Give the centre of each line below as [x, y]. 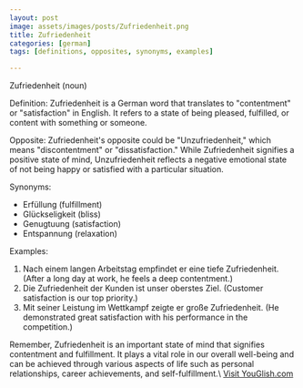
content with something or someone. [78, 123]
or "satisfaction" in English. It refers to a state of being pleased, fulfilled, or [149, 113]
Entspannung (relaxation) [70, 234]
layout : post [34, 18]
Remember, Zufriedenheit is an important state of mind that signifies [137, 345]
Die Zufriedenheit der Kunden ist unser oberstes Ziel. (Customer [143, 289]
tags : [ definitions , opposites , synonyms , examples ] [111, 52]
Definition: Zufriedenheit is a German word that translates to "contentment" [150, 103]
